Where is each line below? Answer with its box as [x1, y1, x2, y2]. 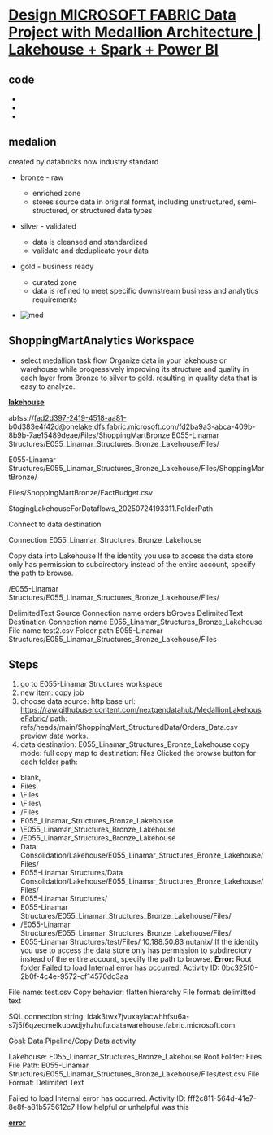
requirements [32, 295, 77, 304]
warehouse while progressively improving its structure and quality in [19, 364, 249, 373]
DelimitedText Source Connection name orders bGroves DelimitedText [8, 608, 244, 618]
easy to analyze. [19, 381, 76, 391]
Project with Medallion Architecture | [8, 23, 262, 41]
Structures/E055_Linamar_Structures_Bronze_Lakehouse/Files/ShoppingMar [8, 463, 265, 473]
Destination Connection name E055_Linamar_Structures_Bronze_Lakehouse [8, 617, 262, 626]
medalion [8, 135, 57, 149]
